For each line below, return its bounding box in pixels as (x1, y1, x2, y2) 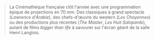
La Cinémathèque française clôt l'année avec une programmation (9, 4, 141, 10)
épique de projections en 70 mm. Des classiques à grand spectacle (9, 9, 145, 15)
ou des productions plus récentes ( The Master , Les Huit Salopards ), (9, 19, 146, 25)
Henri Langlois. (9, 30, 40, 35)
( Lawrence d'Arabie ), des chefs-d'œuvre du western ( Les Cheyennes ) (9, 14, 151, 20)
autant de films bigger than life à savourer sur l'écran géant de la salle (9, 25, 150, 30)
